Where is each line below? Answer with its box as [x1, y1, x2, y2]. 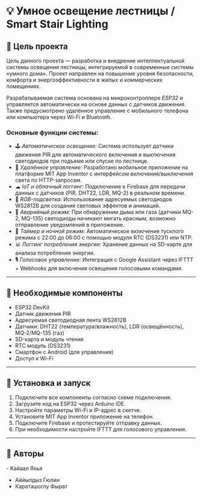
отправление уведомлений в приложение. [14, 221, 124, 229]
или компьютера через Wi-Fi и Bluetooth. [6, 113, 112, 121]
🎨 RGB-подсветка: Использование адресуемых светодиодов [14, 196, 173, 203]
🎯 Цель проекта [6, 41, 68, 52]
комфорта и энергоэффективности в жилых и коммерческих [6, 76, 163, 83]
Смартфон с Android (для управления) [14, 348, 114, 355]
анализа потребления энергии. [14, 249, 95, 256]
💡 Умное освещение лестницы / [6, 4, 176, 18]
